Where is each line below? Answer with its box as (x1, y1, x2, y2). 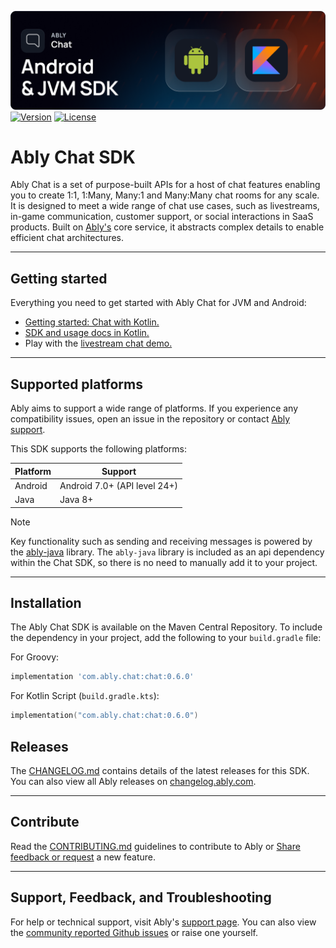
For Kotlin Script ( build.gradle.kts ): (10, 690, 160, 702)
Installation (10, 594, 82, 611)
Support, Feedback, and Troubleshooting (10, 889, 272, 906)
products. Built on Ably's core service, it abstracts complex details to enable (10, 221, 325, 233)
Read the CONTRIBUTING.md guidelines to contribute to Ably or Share (10, 840, 301, 852)
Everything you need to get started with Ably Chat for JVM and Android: (10, 297, 307, 309)
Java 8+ (59, 494, 94, 506)
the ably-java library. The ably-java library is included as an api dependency (10, 546, 325, 558)
